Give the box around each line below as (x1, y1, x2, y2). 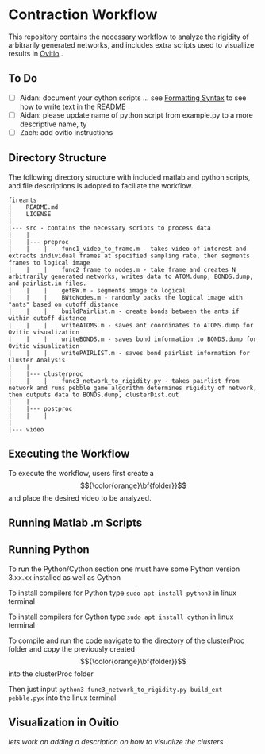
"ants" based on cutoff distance (8, 300, 119, 308)
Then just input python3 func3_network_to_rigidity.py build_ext (8, 684, 223, 694)
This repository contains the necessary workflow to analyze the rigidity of (8, 32, 250, 41)
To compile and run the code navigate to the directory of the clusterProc (8, 636, 245, 645)
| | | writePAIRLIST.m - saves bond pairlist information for (8, 349, 250, 357)
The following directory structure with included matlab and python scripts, (8, 172, 251, 182)
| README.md (8, 203, 59, 211)
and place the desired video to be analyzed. (8, 493, 152, 502)
